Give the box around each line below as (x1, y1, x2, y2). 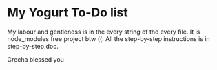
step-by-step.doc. (7, 42, 59, 50)
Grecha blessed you (7, 55, 64, 63)
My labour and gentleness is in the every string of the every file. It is (7, 27, 200, 36)
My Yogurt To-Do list (7, 5, 129, 21)
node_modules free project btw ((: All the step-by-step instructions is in (7, 34, 210, 43)
